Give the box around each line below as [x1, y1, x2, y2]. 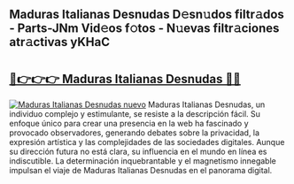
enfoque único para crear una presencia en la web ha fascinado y [9, 119, 250, 128]
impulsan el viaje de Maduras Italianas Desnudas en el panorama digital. [9, 165, 273, 175]
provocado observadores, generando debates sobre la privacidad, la [9, 127, 259, 138]
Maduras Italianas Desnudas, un [147, 99, 266, 110]
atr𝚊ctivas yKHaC [9, 34, 111, 50]
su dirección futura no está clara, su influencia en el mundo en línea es [9, 146, 267, 157]
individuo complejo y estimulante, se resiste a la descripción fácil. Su [9, 109, 261, 119]
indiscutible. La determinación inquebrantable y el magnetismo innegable [9, 156, 276, 166]
